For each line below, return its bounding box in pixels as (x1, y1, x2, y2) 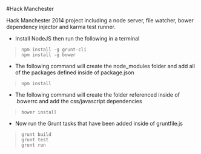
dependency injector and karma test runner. (6, 24, 116, 30)
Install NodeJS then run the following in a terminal (15, 35, 140, 42)
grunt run (21, 142, 47, 148)
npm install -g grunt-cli (21, 47, 87, 53)
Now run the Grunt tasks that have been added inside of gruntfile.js (15, 120, 183, 127)
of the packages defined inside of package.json (15, 69, 134, 76)
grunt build (21, 132, 51, 138)
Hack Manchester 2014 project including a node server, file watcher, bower (6, 17, 194, 24)
